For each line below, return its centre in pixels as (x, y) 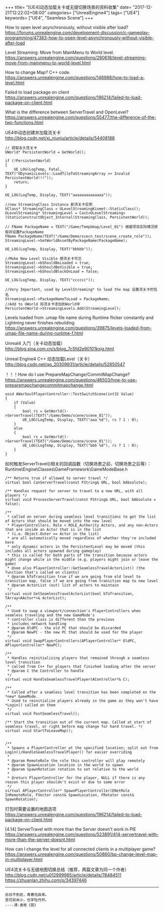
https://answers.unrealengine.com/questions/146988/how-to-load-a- (75, 78)
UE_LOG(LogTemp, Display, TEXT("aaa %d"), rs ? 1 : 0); (81, 420)
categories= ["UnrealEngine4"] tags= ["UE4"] (93, 13)
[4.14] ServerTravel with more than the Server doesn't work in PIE (71, 829)
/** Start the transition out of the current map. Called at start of (78, 722)
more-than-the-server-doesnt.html (40, 840)
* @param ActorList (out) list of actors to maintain (63, 585)
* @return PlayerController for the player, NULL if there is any (76, 778)
